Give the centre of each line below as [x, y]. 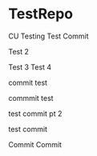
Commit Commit [35, 144]
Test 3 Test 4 [30, 67]
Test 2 [19, 51]
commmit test [31, 98]
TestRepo [41, 14]
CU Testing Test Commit [48, 36]
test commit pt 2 [35, 114]
